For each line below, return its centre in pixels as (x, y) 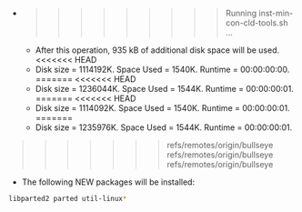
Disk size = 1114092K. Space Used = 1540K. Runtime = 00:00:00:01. (162, 108)
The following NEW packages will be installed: (108, 182)
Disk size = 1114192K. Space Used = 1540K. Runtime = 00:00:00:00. (162, 69)
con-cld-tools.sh (257, 23)
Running (241, 13)
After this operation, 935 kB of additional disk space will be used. (157, 50)
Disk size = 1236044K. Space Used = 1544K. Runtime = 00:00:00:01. (165, 89)
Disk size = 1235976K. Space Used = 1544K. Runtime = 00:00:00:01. (164, 127)
